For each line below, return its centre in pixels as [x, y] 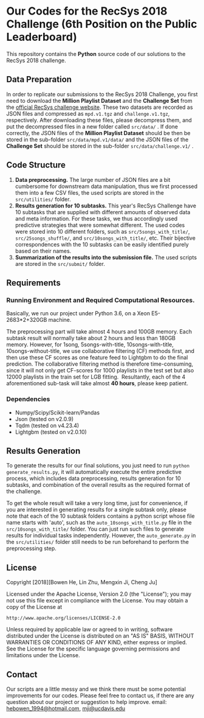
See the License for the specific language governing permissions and [93, 649]
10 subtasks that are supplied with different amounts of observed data [103, 212]
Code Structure [36, 165]
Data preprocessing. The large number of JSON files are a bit [93, 179]
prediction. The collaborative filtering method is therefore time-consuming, [100, 364]
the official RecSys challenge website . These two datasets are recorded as [100, 107]
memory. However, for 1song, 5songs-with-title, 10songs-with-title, [90, 344]
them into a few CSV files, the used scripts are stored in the [90, 192]
